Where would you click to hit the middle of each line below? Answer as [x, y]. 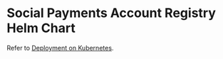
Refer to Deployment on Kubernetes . [60, 48]
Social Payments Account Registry [111, 13]
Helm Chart [41, 28]
